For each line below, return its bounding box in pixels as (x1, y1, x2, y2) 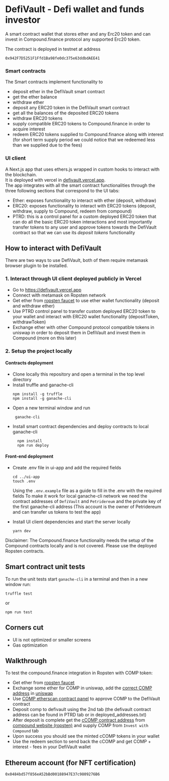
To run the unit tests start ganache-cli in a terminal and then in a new (5, 576, 148, 582)
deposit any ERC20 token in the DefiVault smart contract (12, 105, 130, 111)
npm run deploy (17, 443, 49, 448)
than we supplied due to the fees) (12, 142, 82, 148)
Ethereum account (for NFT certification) (5, 758, 136, 767)
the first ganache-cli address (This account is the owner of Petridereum (12, 504, 161, 510)
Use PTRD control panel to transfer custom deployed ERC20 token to (12, 308, 156, 314)
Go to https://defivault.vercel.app (12, 287, 81, 293)
